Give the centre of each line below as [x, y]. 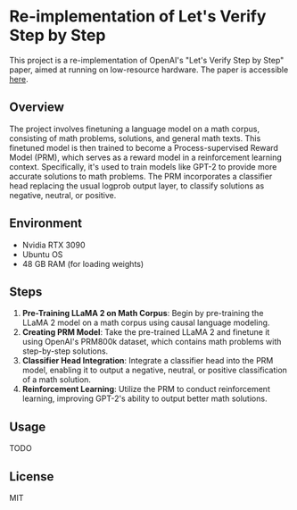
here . [19, 79]
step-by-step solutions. [65, 351]
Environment [46, 224]
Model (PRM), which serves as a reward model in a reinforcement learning [146, 157]
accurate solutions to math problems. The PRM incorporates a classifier [141, 176]
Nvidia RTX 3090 [54, 245]
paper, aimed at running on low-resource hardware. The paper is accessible [149, 70]
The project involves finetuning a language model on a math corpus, [135, 129]
